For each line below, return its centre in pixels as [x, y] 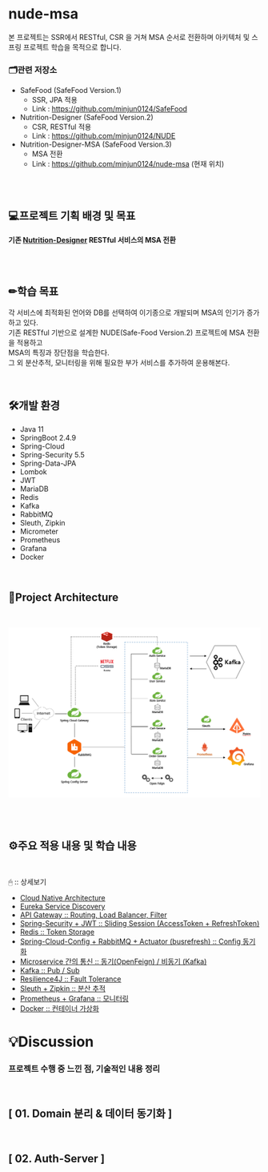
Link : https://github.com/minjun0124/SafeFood [110, 109]
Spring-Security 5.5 [52, 454]
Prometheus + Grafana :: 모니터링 [74, 999]
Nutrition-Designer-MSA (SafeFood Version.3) [96, 144]
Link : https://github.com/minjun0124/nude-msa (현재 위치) [128, 164]
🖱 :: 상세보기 [27, 882]
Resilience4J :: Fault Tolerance [70, 979]
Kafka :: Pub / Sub [50, 971]
